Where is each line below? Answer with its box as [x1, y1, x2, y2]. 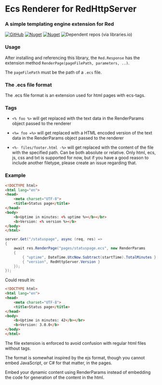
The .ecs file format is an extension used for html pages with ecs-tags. [5, 92, 146, 98]
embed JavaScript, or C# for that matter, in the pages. [5, 360, 112, 366]
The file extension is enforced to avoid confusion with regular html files [5, 340, 146, 346]
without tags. [5, 345, 31, 351]
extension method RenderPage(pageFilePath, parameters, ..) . [5, 60, 130, 66]
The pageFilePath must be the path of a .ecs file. [5, 69, 102, 75]
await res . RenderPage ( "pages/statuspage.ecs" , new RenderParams [13, 246, 146, 251]
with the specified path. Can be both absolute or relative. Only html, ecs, [12, 150, 156, 155]
